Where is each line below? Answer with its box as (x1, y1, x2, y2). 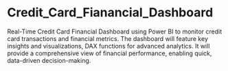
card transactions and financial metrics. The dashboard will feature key (7, 34, 208, 42)
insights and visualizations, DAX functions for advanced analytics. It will (7, 42, 210, 50)
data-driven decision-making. (7, 56, 91, 64)
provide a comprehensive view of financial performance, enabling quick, (7, 49, 212, 57)
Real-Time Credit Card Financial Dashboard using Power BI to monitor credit (7, 27, 223, 35)
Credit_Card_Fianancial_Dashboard (7, 5, 214, 20)
